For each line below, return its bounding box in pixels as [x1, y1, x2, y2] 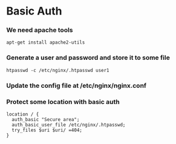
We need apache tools [6, 26, 74, 34]
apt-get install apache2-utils [6, 39, 85, 46]
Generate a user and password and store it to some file [6, 53, 171, 62]
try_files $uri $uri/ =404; [11, 127, 83, 133]
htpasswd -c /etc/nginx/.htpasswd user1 [6, 67, 110, 73]
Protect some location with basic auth [6, 97, 120, 106]
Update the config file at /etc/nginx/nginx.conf [6, 81, 147, 90]
